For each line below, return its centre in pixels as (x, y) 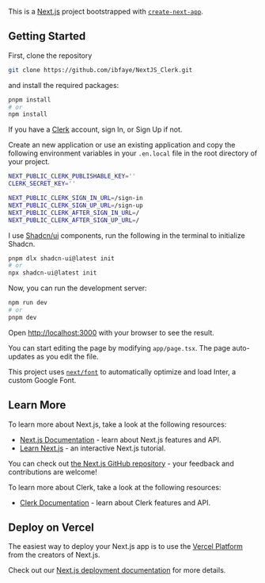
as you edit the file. (68, 356)
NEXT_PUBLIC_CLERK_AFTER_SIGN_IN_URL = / (74, 213)
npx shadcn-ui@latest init (53, 273)
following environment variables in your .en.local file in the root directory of (133, 153)
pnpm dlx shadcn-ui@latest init (61, 258)
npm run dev (28, 303)
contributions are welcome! (53, 472)
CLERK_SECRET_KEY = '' (42, 184)
